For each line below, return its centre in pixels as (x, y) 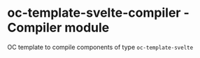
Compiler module (58, 28)
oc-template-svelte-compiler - (99, 13)
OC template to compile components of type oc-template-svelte (100, 47)
